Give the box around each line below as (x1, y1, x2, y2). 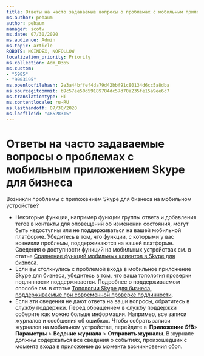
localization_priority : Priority (6, 54, 91, 60)
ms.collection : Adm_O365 (6, 60, 69, 66)
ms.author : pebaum (6, 15, 53, 21)
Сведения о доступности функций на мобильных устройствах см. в (15, 246, 191, 253)
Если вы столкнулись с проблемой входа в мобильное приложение (15, 265, 191, 273)
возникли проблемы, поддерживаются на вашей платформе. (15, 239, 174, 247)
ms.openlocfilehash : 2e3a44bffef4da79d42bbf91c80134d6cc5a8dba (6, 83, 170, 89)
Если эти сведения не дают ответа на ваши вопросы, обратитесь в (15, 298, 190, 305)
